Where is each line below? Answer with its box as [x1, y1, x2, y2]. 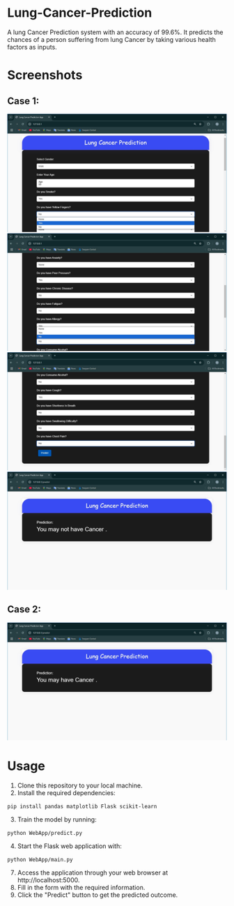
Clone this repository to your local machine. [17, 781, 143, 790]
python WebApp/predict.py [7, 830, 82, 837]
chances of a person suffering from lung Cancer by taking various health [7, 35, 216, 43]
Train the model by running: [17, 815, 97, 824]
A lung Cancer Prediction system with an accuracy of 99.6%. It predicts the [7, 28, 224, 36]
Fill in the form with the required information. [17, 884, 146, 892]
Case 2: [7, 603, 42, 615]
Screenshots [7, 68, 83, 83]
